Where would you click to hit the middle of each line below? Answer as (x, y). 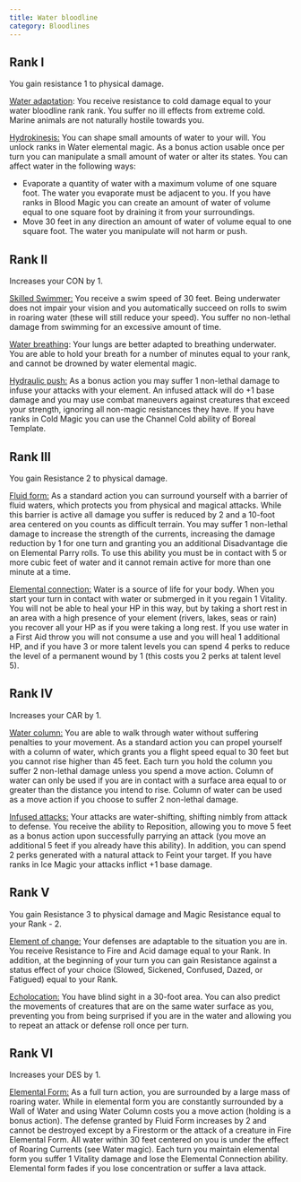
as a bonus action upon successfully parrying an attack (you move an (138, 836)
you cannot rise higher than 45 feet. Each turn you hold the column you (141, 761)
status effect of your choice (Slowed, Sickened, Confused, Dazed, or (136, 969)
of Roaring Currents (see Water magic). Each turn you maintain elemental (144, 1150)
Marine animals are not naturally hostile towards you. (107, 120)
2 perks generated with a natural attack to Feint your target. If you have (141, 855)
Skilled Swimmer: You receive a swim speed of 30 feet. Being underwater (145, 299)
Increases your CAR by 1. (55, 715)
